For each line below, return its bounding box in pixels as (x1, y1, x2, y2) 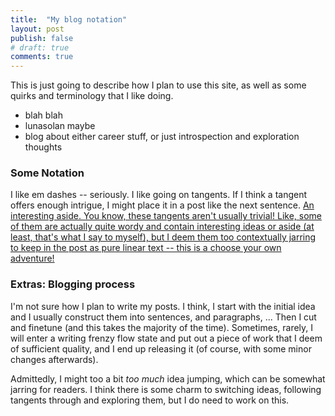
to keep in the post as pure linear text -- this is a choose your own (10, 242, 282, 254)
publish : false (10, 33, 74, 43)
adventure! (10, 252, 55, 265)
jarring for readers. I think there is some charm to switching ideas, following (10, 383, 322, 395)
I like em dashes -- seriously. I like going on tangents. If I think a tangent (10, 189, 308, 201)
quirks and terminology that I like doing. (10, 90, 174, 102)
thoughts (24, 141, 63, 153)
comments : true (10, 52, 74, 62)
